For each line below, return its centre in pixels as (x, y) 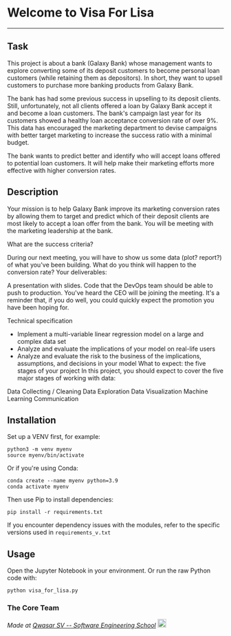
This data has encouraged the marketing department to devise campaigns (112, 127)
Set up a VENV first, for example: (54, 437)
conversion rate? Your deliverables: (57, 272)
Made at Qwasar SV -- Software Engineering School (81, 626)
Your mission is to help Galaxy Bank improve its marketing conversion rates (113, 209)
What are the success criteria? (51, 244)
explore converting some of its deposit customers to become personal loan (113, 70)
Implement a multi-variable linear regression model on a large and (110, 334)
